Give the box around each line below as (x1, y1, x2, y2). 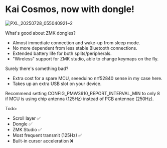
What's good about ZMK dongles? (5, 30, 76, 36)
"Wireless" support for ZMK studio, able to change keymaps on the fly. (12, 55, 159, 61)
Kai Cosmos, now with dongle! (5, 4, 134, 15)
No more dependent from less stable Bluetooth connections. (12, 45, 137, 51)
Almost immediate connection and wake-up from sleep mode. (12, 39, 140, 46)
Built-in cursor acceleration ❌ (12, 137, 74, 144)
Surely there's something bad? (5, 65, 69, 71)
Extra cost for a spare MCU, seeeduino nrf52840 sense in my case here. (12, 75, 163, 81)
